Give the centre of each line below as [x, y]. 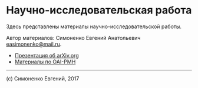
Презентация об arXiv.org [47, 55]
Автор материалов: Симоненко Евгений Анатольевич [73, 38]
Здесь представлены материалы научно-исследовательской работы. [94, 26]
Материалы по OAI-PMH [45, 62]
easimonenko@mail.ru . [34, 44]
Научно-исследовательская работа [99, 10]
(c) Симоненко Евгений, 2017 [43, 78]
